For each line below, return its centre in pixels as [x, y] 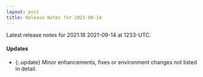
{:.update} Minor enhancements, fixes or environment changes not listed [106, 62]
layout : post [23, 12]
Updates [17, 49]
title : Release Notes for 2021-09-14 [54, 18]
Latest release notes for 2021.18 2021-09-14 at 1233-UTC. [79, 35]
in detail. [26, 69]
